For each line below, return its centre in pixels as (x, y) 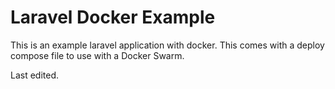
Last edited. (35, 75)
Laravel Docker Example (113, 17)
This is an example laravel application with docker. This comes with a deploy (167, 45)
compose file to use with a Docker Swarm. (97, 55)
